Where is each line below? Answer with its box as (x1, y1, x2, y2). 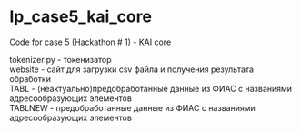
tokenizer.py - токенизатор (9, 54, 112, 65)
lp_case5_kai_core (9, 6, 153, 27)
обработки (9, 73, 52, 84)
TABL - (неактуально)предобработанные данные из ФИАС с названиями (9, 83, 293, 94)
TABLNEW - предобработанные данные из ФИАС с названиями (9, 102, 256, 113)
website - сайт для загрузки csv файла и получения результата (9, 64, 255, 75)
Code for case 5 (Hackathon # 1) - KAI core (9, 36, 172, 47)
